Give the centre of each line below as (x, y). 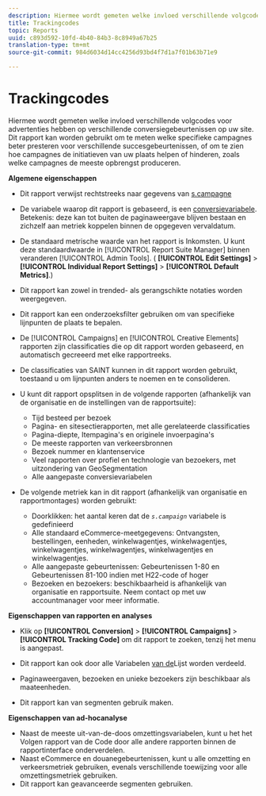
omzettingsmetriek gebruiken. (68, 775)
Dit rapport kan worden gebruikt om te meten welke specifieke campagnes (130, 137)
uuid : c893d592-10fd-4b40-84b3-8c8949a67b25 (83, 38)
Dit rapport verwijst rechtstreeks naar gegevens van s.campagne (125, 193)
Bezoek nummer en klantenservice (88, 451)
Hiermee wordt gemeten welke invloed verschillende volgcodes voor (120, 121)
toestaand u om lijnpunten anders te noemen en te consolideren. (125, 379)
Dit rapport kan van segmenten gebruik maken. (97, 702)
